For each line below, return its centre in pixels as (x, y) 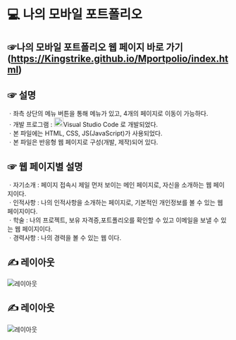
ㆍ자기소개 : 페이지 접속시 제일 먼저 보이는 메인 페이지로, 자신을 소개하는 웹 (110, 185)
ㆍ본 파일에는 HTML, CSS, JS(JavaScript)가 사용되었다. (85, 133)
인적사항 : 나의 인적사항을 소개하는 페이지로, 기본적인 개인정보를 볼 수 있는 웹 (118, 202)
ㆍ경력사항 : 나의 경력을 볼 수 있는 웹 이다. (64, 238)
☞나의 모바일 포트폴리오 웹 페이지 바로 (86, 47)
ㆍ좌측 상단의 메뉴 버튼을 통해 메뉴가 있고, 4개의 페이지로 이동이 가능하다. (108, 114)
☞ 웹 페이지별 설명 (45, 166)
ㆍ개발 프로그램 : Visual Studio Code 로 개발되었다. (83, 125)
